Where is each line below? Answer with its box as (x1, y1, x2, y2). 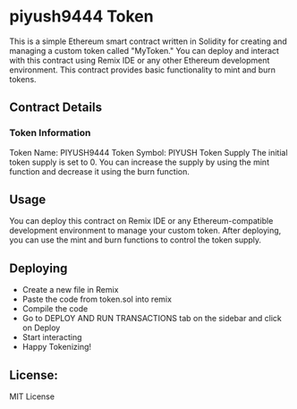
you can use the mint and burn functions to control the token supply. (9, 234, 262, 245)
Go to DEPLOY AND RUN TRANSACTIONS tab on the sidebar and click (21, 313, 282, 324)
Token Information (9, 127, 91, 140)
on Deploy (21, 322, 61, 333)
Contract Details (9, 100, 103, 115)
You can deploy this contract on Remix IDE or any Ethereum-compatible (9, 216, 274, 226)
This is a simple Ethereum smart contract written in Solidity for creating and (9, 36, 288, 47)
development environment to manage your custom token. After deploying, (9, 226, 282, 236)
